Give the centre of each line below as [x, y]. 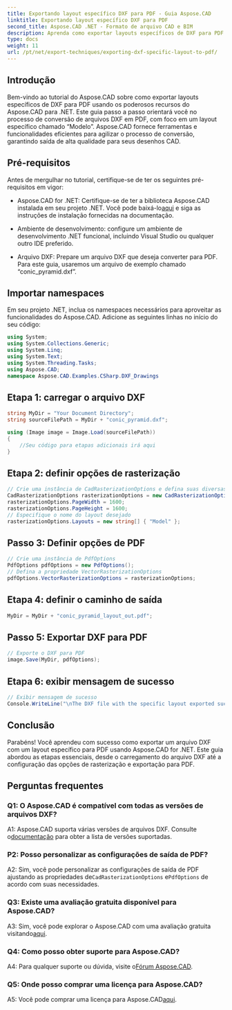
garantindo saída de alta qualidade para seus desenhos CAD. [94, 141]
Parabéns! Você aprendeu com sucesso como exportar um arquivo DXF [109, 742]
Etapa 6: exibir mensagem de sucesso [91, 681]
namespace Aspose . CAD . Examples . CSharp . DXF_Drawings [83, 376]
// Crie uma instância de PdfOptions [61, 559]
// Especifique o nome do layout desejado [69, 515]
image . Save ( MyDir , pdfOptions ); [54, 660]
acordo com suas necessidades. [54, 885]
